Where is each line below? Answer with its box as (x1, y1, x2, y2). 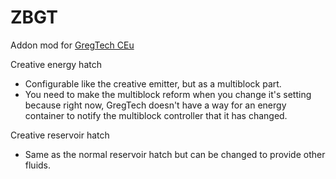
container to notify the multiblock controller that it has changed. (24, 109, 288, 121)
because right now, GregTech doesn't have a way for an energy (24, 99, 287, 111)
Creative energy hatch (10, 58, 102, 70)
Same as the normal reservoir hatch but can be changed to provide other (24, 148, 326, 160)
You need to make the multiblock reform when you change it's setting (24, 88, 312, 100)
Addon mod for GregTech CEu (10, 39, 135, 51)
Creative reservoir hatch (10, 129, 110, 141)
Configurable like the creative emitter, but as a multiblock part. (24, 77, 282, 90)
